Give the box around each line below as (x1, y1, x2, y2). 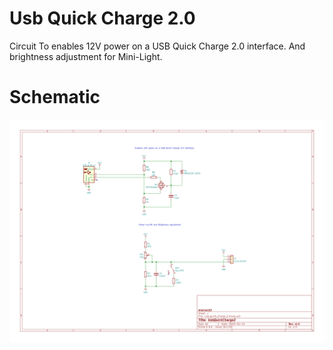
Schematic (9, 86, 101, 109)
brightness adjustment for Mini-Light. (9, 50, 163, 62)
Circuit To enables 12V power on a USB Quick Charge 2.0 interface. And (9, 40, 306, 52)
